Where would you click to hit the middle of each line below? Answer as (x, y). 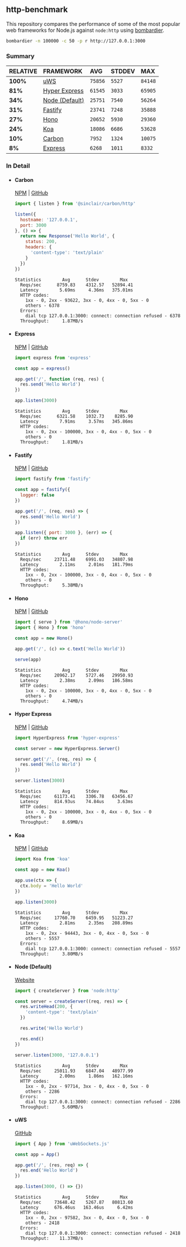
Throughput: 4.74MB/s (52, 701)
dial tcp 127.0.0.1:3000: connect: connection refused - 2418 (103, 1233)
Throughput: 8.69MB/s (52, 823)
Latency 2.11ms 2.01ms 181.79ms (77, 565)
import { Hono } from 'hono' (50, 628)
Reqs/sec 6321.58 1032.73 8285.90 (77, 417)
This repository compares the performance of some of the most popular (93, 24)
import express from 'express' (53, 358)
